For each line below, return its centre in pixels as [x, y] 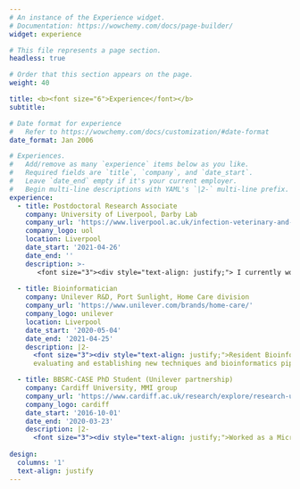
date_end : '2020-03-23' [70, 421]
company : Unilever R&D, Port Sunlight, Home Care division [137, 297]
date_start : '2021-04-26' [74, 247]
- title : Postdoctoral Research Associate [97, 206]
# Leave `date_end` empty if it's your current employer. [124, 181]
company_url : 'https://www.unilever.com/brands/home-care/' [139, 306]
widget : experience [46, 34]
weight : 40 [29, 83]
